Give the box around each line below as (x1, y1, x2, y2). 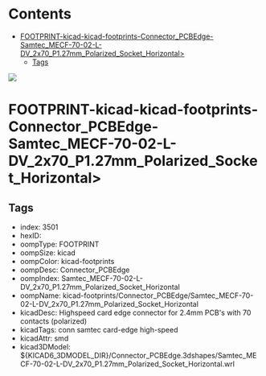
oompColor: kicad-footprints (19, 256, 115, 266)
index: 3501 (19, 222, 59, 232)
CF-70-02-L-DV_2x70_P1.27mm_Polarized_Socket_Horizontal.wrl (19, 359, 235, 369)
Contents (8, 5, 72, 23)
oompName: (19, 291, 62, 300)
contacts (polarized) (19, 316, 88, 326)
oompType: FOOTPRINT (19, 239, 100, 249)
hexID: (19, 230, 42, 240)
